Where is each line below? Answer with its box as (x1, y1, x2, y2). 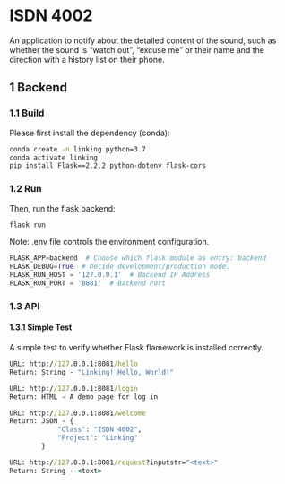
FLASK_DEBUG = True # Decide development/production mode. (9, 262, 230, 272)
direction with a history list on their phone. (9, 54, 165, 65)
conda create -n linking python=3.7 (9, 144, 146, 153)
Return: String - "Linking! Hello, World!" (9, 367, 175, 376)
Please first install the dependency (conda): (9, 127, 170, 138)
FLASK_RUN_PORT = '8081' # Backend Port (9, 279, 167, 288)
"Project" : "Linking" (56, 434, 139, 443)
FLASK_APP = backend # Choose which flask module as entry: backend (9, 254, 267, 263)
